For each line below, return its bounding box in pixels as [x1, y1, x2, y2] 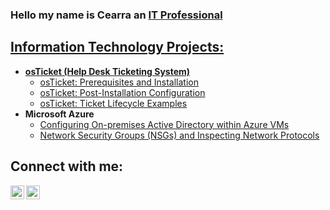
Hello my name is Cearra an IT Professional [10, 8, 223, 22]
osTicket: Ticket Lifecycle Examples [39, 97, 188, 109]
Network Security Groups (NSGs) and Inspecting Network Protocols [39, 129, 320, 141]
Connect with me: [10, 158, 124, 175]
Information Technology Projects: [10, 39, 225, 56]
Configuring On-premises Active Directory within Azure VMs [39, 118, 290, 130]
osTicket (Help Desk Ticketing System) [24, 65, 191, 77]
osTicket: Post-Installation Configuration [39, 86, 206, 98]
